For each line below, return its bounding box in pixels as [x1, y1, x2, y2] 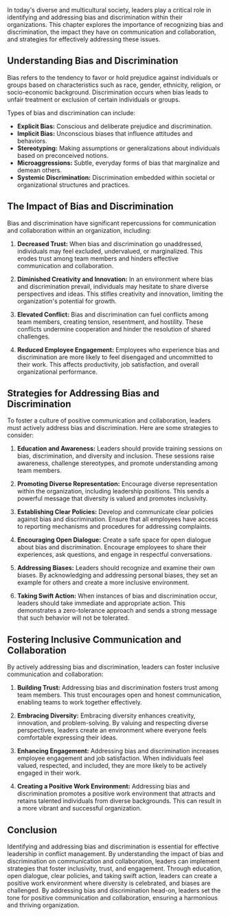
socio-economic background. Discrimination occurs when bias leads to [7, 88, 209, 96]
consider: [7, 431, 34, 440]
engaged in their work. [16, 769, 81, 777]
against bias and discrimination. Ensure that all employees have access [16, 515, 218, 523]
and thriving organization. [7, 901, 80, 909]
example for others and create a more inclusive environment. [16, 578, 190, 587]
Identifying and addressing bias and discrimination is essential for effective [7, 842, 220, 851]
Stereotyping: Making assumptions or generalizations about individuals [16, 144, 220, 152]
